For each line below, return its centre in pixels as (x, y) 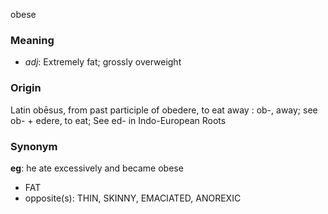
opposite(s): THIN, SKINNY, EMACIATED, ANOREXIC (133, 198)
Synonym (34, 146)
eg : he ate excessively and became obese (97, 168)
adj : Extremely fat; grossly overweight (103, 62)
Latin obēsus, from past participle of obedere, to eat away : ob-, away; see (164, 110)
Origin (26, 88)
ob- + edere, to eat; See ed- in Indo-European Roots (118, 120)
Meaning (32, 40)
